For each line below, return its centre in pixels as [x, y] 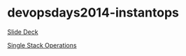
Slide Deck [23, 32]
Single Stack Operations [42, 45]
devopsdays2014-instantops [93, 13]
